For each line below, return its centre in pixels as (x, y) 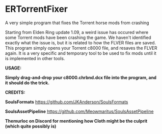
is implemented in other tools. (35, 58)
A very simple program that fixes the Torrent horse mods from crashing (77, 23)
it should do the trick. (27, 83)
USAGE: (13, 68)
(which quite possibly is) (31, 126)
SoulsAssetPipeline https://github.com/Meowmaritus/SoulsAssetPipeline (79, 111)
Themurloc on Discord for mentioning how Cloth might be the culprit (76, 121)
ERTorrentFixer (36, 9)
